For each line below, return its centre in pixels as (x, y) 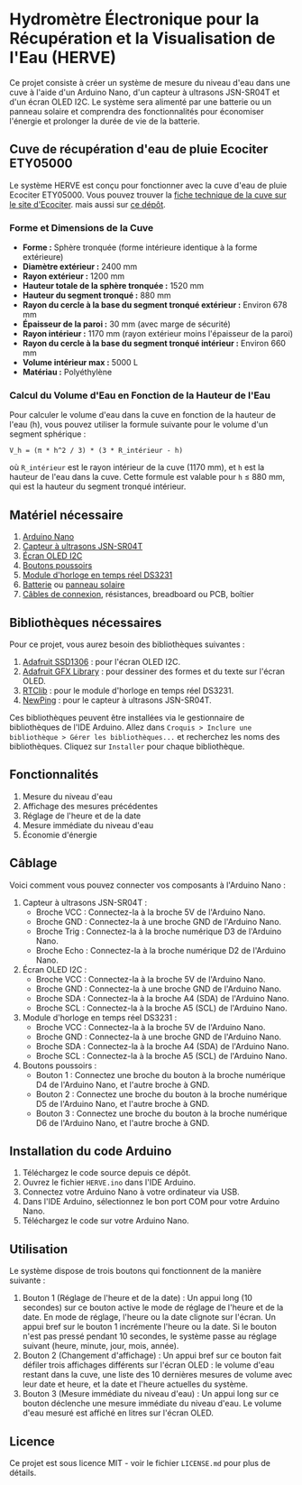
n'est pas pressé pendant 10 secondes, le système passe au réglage (150, 1336)
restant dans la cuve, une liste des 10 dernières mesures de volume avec (157, 1375)
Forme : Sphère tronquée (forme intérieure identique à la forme (140, 247)
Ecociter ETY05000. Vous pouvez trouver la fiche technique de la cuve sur (148, 195)
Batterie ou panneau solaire (73, 585)
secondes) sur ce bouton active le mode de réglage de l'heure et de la (153, 1307)
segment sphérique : (48, 434)
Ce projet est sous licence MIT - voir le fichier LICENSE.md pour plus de (140, 1463)
